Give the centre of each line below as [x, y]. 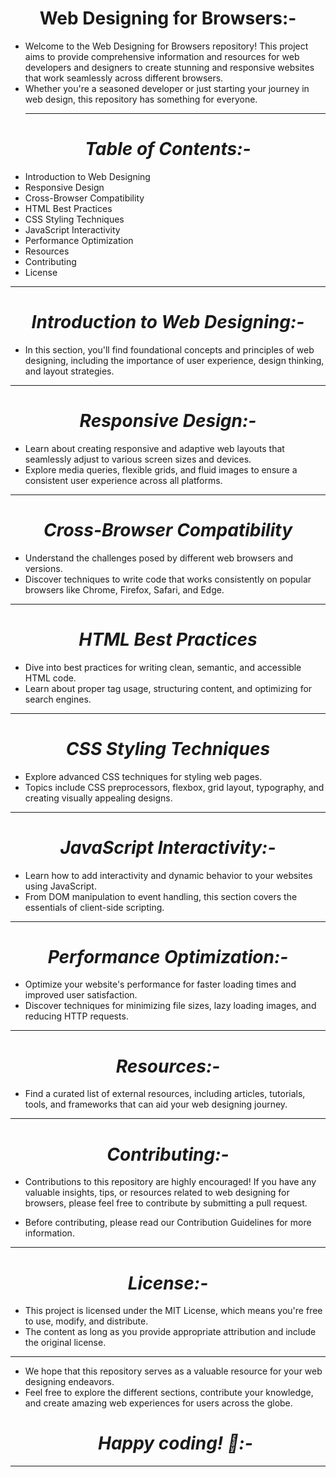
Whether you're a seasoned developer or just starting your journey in [167, 88]
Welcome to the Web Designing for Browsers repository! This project [166, 46]
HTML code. [50, 678]
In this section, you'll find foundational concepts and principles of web [169, 349]
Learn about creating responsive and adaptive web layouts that [154, 448]
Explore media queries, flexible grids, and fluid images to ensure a [161, 469]
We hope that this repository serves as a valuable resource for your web [173, 1371]
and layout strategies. [69, 371]
